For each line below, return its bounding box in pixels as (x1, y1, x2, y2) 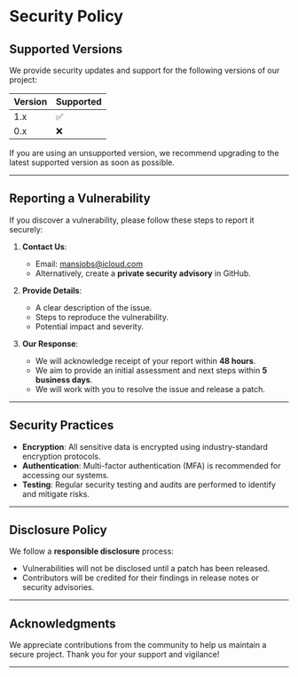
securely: (9, 224, 43, 234)
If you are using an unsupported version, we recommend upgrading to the (9, 148, 279, 158)
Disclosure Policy (9, 523, 108, 538)
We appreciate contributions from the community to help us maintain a (9, 640, 267, 650)
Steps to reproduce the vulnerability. (35, 311, 169, 322)
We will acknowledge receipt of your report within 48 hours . (35, 355, 256, 366)
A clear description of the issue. (35, 302, 153, 312)
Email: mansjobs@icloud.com (35, 258, 144, 269)
